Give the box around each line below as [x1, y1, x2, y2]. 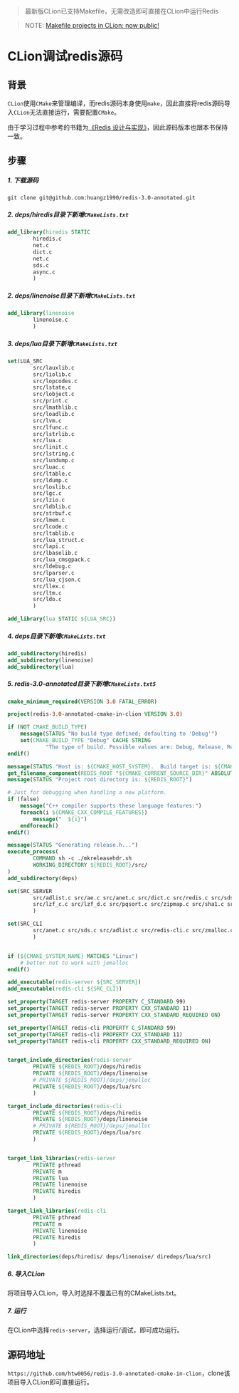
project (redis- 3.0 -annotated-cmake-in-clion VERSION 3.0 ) [7, 711, 183, 718]
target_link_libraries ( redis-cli [7, 1207, 107, 1215]
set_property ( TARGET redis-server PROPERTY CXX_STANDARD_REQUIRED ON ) [7, 1011, 221, 1018]
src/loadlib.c [33, 410, 75, 417]
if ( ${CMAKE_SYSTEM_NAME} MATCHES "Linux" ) [7, 952, 139, 960]
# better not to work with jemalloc [20, 959, 129, 966]
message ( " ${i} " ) [33, 815, 87, 823]
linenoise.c [33, 316, 69, 323]
